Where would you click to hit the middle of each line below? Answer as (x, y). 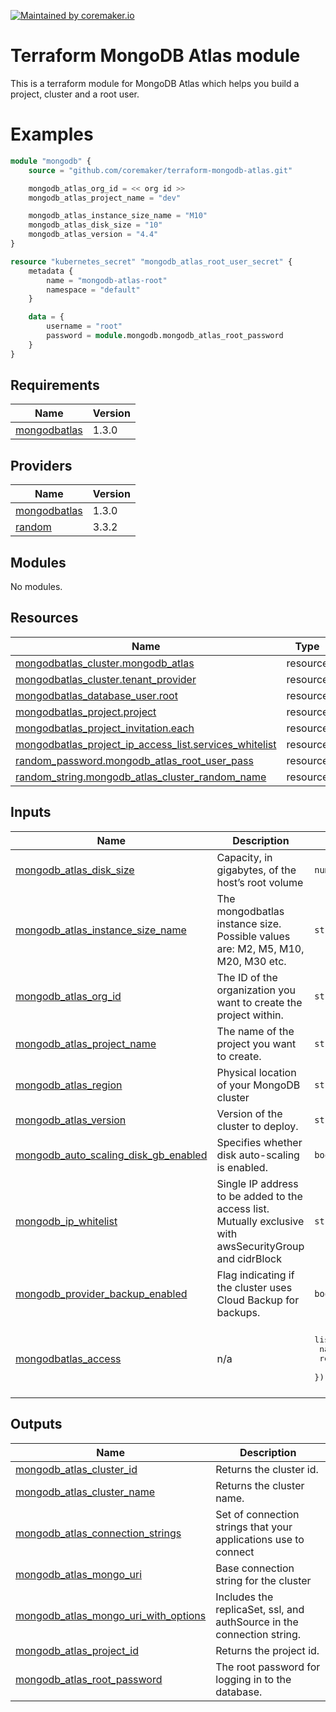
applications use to (260, 1539)
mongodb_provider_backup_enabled (101, 1293)
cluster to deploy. (257, 1126)
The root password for (268, 1667)
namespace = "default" (93, 290)
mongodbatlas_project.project (86, 712)
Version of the (249, 1113)
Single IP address (257, 1183)
